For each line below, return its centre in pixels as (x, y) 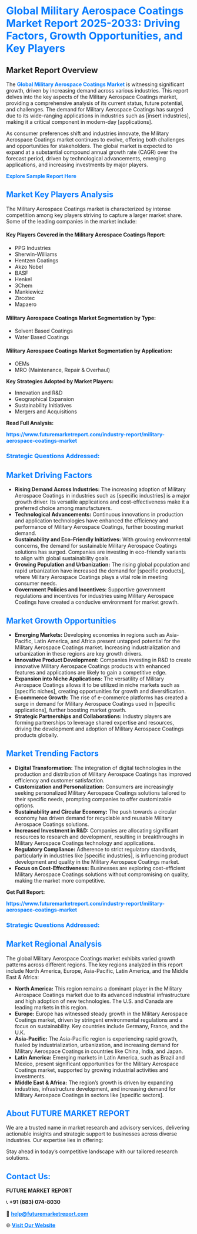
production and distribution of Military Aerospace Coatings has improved (103, 774)
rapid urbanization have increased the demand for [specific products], (100, 571)
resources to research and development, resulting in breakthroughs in (99, 837)
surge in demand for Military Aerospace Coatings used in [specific (95, 703)
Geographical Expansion (44, 399)
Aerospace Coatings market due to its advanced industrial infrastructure (102, 995)
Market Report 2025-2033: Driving (93, 23)
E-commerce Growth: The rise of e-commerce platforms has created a (101, 697)
